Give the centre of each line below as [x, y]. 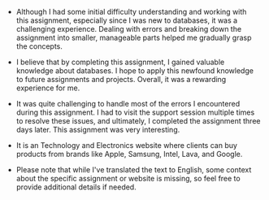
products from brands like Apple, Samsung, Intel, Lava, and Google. [129, 154]
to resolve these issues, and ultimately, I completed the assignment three [138, 121]
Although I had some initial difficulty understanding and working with [131, 12]
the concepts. [39, 46]
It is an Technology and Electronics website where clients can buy [127, 145]
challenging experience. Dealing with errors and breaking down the [129, 29]
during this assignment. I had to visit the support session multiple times [135, 112]
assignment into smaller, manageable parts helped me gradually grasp [134, 37]
